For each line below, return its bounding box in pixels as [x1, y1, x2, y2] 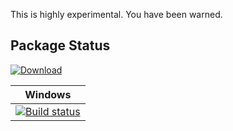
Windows [24, 87, 72, 101]
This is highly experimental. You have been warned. [10, 9, 223, 20]
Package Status [10, 37, 111, 54]
